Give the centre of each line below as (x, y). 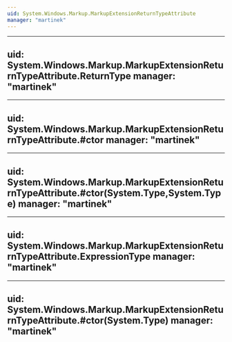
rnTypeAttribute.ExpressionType (79, 257)
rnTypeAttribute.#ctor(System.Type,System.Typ (114, 193)
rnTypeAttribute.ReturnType (69, 76)
